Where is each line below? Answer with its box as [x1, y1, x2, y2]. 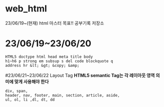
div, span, [5, 88, 28, 94]
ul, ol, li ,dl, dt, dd [5, 97, 55, 102]
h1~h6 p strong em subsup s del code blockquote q [5, 58, 113, 64]
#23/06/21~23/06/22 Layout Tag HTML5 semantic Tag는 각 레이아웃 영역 [5, 72, 155, 78]
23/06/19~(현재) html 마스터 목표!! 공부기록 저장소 [5, 20, 104, 26]
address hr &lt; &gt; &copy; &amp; [5, 63, 80, 68]
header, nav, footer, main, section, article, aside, [5, 93, 120, 98]
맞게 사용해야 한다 [14, 78, 49, 85]
